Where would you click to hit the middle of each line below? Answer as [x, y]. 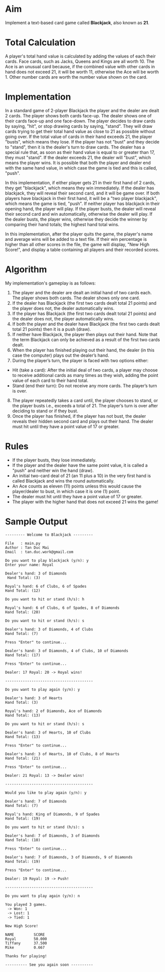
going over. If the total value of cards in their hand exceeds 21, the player [79, 137]
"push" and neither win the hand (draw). [53, 470]
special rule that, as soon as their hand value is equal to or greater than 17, [80, 152]
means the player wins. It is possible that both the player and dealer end [78, 163]
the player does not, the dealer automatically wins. [63, 308]
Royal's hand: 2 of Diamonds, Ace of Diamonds [54, 711]
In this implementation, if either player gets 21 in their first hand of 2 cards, [80, 182]
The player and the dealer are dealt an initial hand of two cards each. [82, 292]
